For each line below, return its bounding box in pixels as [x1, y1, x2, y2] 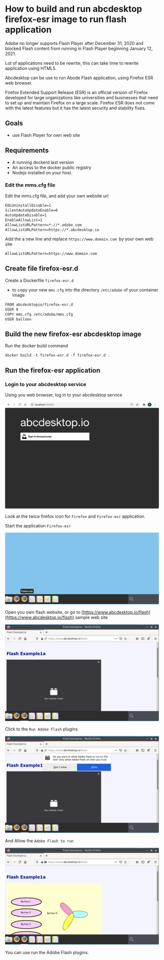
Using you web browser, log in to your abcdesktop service [5, 392, 123, 398]
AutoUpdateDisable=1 [5, 212, 47, 218]
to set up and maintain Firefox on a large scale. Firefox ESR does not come [5, 100, 155, 105]
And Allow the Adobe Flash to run [5, 837, 74, 843]
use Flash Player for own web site [12, 132, 81, 138]
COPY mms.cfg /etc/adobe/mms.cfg [5, 312, 73, 317]
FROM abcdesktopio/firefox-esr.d [5, 302, 73, 307]
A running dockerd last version [12, 159, 74, 165]
